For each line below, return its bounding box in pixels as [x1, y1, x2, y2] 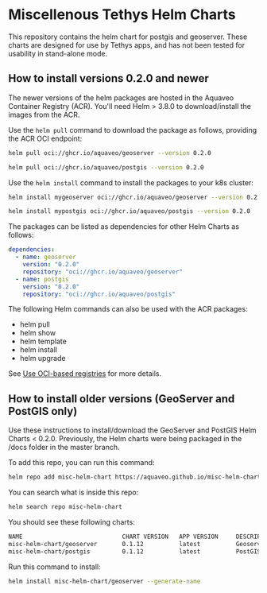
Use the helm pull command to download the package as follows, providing [8, 125, 257, 134]
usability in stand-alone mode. [8, 48, 108, 58]
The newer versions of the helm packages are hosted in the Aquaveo [8, 93, 234, 103]
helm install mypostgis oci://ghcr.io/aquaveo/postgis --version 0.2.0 [8, 207, 250, 215]
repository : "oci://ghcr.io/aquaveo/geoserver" [22, 268, 183, 276]
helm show [19, 328, 56, 338]
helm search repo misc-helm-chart [8, 503, 123, 511]
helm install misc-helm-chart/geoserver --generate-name [8, 577, 201, 585]
